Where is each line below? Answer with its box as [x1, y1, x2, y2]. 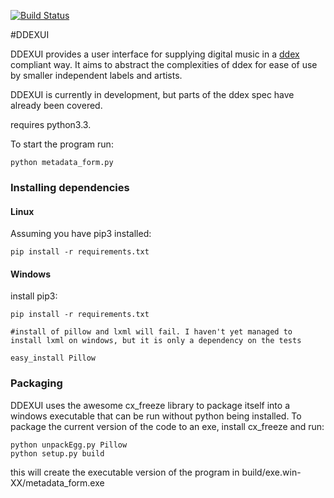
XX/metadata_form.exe [10, 476, 105, 489]
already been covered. [10, 100, 103, 111]
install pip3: [10, 290, 58, 302]
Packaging [10, 376, 63, 390]
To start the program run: [10, 138, 114, 150]
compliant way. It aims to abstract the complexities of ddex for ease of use [10, 59, 318, 70]
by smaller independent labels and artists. [10, 70, 183, 81]
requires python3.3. [10, 119, 92, 130]
